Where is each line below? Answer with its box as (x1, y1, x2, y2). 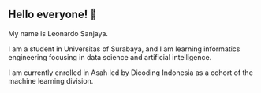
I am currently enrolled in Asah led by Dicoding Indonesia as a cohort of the (8, 68, 254, 77)
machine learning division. (8, 76, 94, 85)
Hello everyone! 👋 (8, 8, 97, 21)
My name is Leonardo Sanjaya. (8, 28, 109, 38)
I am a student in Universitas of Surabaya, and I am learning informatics (8, 44, 240, 54)
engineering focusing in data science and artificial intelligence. (8, 52, 212, 61)
